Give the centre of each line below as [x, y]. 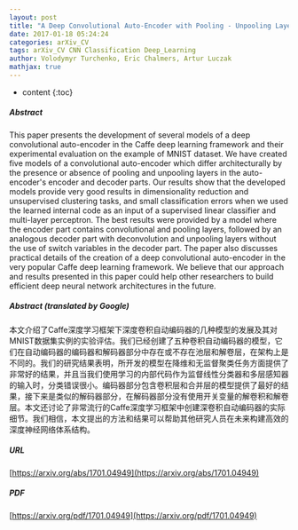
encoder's [28, 182]
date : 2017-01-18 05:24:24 [59, 34]
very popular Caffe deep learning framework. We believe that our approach [147, 266]
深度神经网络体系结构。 [52, 429]
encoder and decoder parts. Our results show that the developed [167, 182]
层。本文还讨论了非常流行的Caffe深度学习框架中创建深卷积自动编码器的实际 [147, 407]
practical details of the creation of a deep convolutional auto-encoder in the [148, 257]
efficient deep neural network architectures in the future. [113, 286]
